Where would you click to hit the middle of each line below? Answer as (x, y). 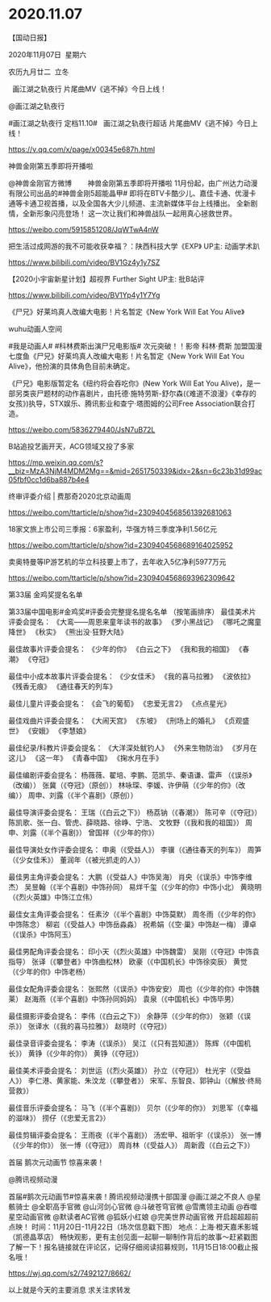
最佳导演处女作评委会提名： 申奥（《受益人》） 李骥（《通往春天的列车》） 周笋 (135, 849)
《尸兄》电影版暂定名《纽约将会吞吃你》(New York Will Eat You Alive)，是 (131, 383)
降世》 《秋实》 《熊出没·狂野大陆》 (68, 632)
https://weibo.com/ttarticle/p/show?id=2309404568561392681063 (120, 512)
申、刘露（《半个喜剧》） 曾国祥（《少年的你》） (83, 833)
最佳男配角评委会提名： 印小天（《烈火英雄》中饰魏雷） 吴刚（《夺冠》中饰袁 (134, 951)
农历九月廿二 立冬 (39, 71)
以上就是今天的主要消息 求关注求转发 (69, 1289)
